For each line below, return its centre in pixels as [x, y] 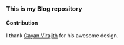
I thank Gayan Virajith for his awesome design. [62, 36]
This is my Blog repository [44, 9]
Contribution [22, 23]
